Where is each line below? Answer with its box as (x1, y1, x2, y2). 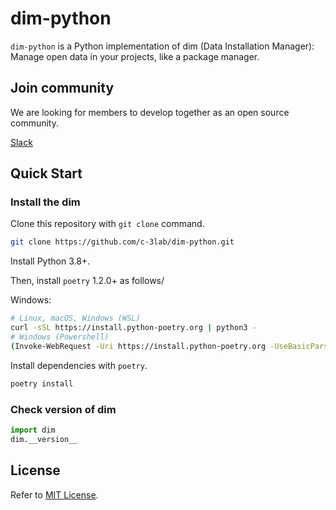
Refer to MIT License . (10, 488, 99, 501)
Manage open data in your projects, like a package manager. (10, 50, 260, 62)
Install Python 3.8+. (10, 255, 91, 267)
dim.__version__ (10, 434, 78, 444)
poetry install (10, 378, 74, 389)
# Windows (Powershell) (10, 332, 110, 342)
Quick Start (10, 165, 83, 182)
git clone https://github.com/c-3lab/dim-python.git (10, 237, 235, 247)
